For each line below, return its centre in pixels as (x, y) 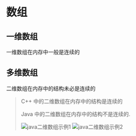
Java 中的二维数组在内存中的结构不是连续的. (75, 114)
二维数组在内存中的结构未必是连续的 (51, 88)
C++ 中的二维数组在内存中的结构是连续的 (72, 101)
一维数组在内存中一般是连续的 (43, 52)
